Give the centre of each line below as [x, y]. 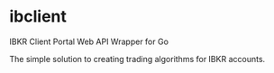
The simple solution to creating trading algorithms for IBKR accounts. [137, 59]
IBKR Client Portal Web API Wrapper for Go [89, 41]
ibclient [38, 17]
